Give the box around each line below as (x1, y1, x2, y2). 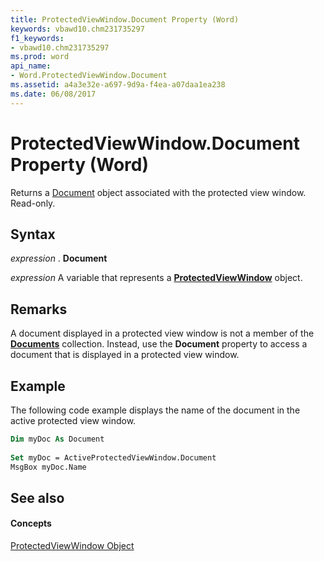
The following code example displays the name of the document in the (10, 404, 301, 416)
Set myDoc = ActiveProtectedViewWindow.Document (10, 452, 217, 463)
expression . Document (10, 252, 108, 265)
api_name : (10, 61, 52, 71)
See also (10, 489, 65, 506)
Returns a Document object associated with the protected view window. (10, 186, 307, 198)
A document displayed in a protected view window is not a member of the (10, 327, 315, 340)
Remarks (10, 301, 68, 318)
